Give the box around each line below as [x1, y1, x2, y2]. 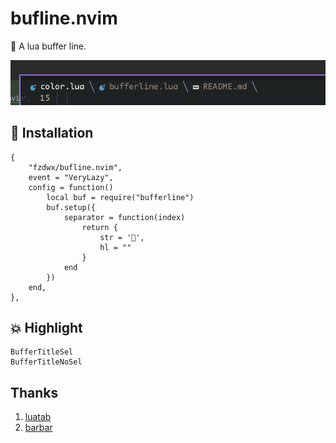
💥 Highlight [10, 319, 83, 336]
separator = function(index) [63, 212, 186, 222]
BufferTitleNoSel [10, 357, 83, 367]
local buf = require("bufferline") [46, 192, 195, 202]
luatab [24, 411, 52, 423]
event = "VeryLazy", [28, 172, 114, 182]
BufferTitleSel [10, 347, 74, 357]
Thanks [10, 384, 59, 401]
